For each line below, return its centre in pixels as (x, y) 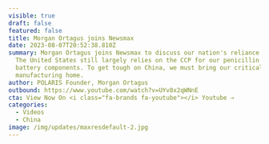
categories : (28, 105)
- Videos (30, 113)
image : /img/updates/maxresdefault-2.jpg (78, 127)
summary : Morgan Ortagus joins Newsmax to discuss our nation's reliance (134, 53)
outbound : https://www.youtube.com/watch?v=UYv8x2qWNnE (103, 90)
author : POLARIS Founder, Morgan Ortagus (78, 82)
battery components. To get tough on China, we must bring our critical (139, 68)
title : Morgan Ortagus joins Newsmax (71, 38)
